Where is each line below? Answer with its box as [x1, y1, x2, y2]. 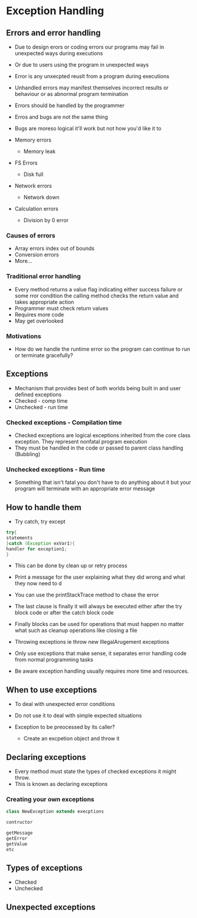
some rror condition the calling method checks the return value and [14, 292, 179, 299]
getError [6, 836, 28, 842]
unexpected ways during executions [14, 50, 103, 57]
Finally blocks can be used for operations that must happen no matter [14, 621, 184, 628]
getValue [6, 841, 28, 847]
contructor [6, 819, 33, 826]
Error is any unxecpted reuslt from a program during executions [14, 73, 170, 79]
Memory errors [14, 136, 52, 143]
